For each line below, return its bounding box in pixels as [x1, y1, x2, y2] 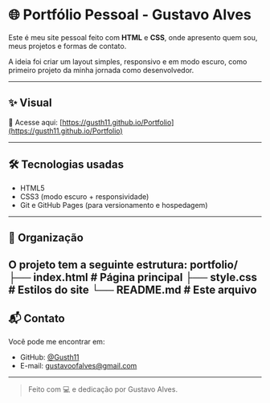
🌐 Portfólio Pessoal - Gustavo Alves [8, 6, 252, 24]
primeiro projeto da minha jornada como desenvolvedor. [8, 65, 194, 75]
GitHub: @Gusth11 [19, 352, 80, 362]
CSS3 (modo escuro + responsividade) [19, 191, 149, 201]
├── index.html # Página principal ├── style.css [8, 271, 258, 284]
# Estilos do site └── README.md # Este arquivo [8, 283, 257, 297]
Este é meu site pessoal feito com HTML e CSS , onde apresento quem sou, [8, 32, 258, 42]
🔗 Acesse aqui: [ [8, 117, 63, 127]
